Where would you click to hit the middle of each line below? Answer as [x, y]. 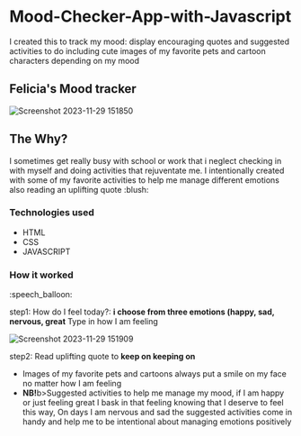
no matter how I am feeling [72, 384]
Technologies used [52, 213]
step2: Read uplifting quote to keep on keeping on [102, 357]
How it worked [41, 275]
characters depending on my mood [75, 60]
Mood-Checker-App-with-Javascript [150, 17]
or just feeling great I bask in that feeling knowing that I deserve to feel [153, 403]
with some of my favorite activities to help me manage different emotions [145, 180]
